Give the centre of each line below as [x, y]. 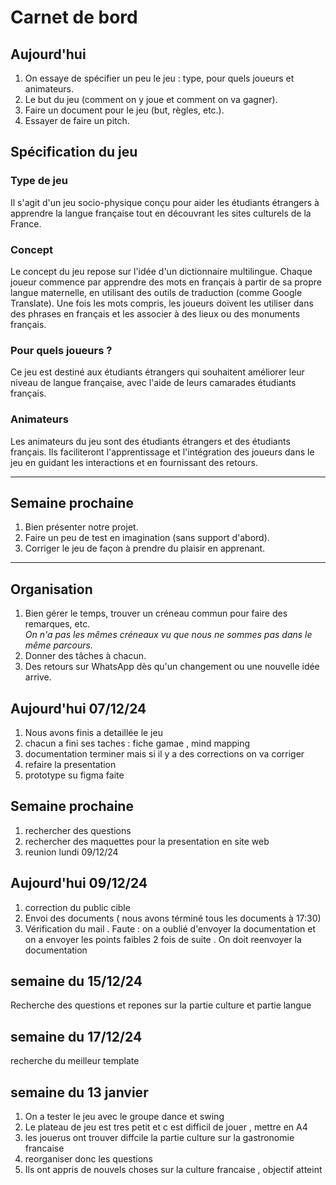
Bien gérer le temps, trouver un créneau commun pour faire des [156, 613]
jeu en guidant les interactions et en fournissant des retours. [134, 462]
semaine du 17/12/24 [76, 1036]
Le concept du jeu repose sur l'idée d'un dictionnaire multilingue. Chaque [161, 271]
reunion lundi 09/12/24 [71, 852]
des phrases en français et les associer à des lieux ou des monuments [155, 313]
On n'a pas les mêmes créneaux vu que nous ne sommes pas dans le [168, 635]
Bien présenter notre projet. [81, 527]
